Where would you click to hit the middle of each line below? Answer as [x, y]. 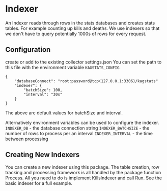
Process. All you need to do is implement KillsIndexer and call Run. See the [83, 178]
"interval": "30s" [43, 94]
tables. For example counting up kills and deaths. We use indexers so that [82, 28]
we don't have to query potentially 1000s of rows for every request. [76, 34]
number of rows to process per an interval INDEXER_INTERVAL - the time [79, 133]
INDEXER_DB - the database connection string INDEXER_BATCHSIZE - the [77, 128]
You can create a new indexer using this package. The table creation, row [82, 167]
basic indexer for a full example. [39, 183]
